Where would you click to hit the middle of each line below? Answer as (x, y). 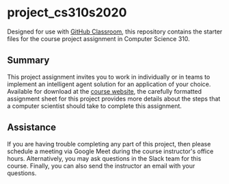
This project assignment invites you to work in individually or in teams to (109, 77)
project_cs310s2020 (67, 13)
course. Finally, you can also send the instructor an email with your (101, 166)
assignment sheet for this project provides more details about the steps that (114, 98)
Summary (28, 61)
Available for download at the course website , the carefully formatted (105, 91)
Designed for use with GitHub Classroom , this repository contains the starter (115, 31)
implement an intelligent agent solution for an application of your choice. (109, 84)
